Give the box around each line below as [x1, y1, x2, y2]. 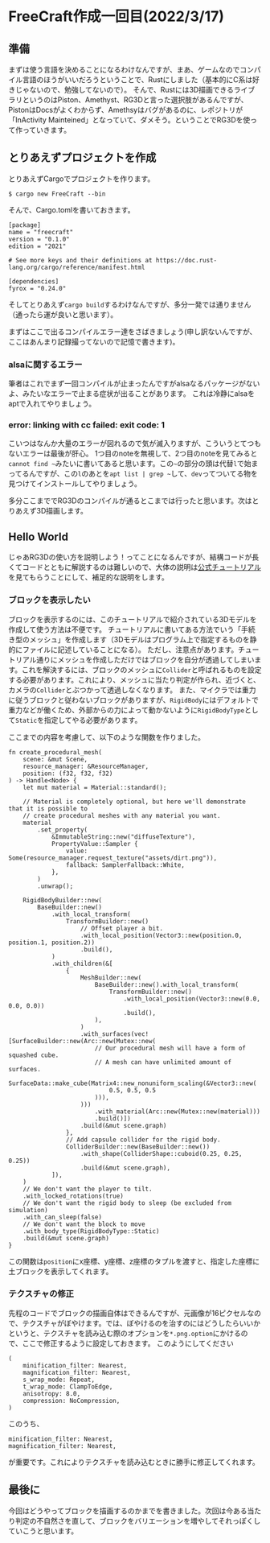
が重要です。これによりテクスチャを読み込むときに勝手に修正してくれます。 [8, 1457, 260, 1467]
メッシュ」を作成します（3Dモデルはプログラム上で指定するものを [29, 634, 251, 644]
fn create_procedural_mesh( [8, 748, 103, 757]
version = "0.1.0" [8, 235, 70, 243]
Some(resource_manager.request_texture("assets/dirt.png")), [8, 854, 218, 862]
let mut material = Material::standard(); [22, 783, 167, 791]
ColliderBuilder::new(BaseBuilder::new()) [65, 1142, 211, 1151]
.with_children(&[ [51, 959, 113, 967]
